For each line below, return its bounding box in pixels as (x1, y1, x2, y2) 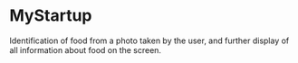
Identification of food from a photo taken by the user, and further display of (9, 35, 290, 46)
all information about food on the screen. (9, 44, 161, 55)
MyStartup (9, 5, 92, 26)
